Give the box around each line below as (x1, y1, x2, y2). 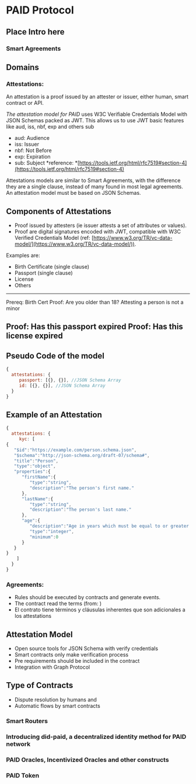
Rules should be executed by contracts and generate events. (14, 594, 161, 601)
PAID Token (6, 771, 40, 779)
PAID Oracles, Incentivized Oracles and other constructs (6, 755, 169, 764)
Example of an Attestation (6, 410, 102, 419)
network (6, 740, 31, 748)
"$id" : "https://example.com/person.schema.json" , (13, 447, 137, 453)
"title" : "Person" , (13, 458, 59, 464)
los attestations (14, 613, 51, 620)
